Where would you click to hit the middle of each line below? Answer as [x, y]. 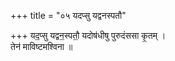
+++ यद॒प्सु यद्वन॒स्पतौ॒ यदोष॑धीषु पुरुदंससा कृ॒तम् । [88, 35]
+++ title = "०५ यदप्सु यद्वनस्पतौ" [68, 15]
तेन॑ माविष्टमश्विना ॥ [41, 46]
